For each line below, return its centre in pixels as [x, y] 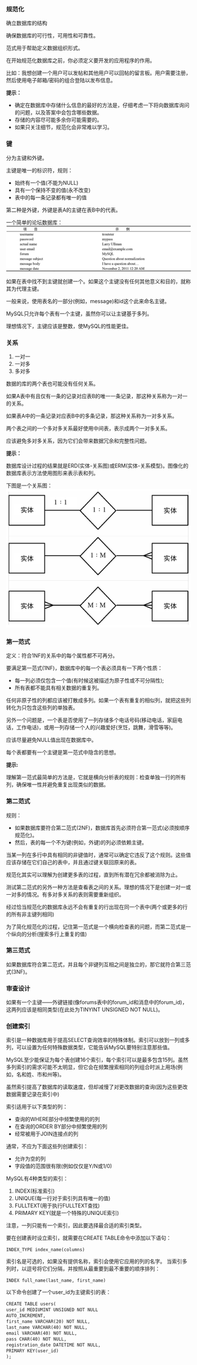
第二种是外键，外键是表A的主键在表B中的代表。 [64, 210]
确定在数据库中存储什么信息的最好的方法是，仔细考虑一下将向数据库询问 [102, 105]
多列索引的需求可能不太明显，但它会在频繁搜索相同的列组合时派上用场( [92, 1067]
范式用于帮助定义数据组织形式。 [45, 48]
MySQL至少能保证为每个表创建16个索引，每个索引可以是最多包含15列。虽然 [97, 1060]
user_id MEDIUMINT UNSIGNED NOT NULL [52, 1310]
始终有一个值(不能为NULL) [46, 182]
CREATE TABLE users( [31, 1304]
